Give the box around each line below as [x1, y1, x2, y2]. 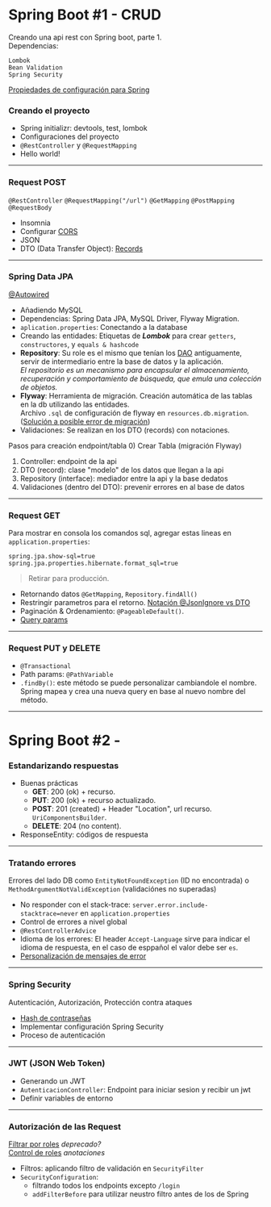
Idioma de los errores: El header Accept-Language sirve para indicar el [19, 934, 250, 944]
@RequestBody [8, 203, 52, 211]
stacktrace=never [19, 910, 79, 918]
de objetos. [19, 382, 58, 392]
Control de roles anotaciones [8, 1148, 106, 1158]
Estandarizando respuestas [8, 760, 119, 771]
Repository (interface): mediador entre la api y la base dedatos [19, 474, 228, 483]
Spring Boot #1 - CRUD [8, 6, 162, 24]
